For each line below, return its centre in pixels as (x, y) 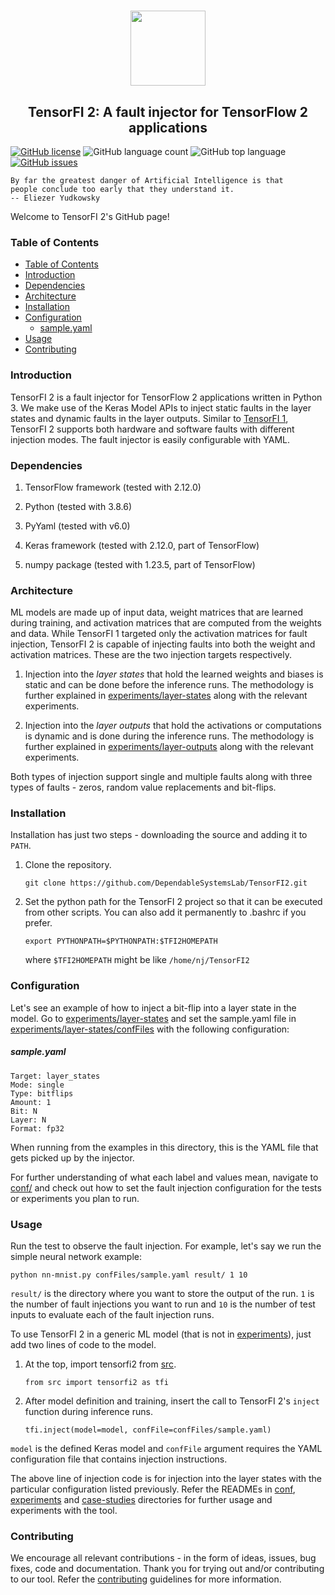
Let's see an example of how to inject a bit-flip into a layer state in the (153, 1007)
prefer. (38, 923)
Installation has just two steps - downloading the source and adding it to (159, 835)
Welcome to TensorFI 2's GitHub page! (90, 216)
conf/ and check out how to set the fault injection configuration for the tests (166, 1187)
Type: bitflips (42, 1093)
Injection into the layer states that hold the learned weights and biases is (174, 674)
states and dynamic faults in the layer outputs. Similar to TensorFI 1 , (149, 418)
